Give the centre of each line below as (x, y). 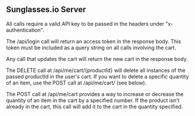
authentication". (25, 30)
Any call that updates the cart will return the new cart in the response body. (97, 59)
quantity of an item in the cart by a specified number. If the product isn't (93, 100)
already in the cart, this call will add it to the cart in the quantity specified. (95, 106)
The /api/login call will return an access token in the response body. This (94, 41)
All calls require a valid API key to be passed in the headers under (85, 23)
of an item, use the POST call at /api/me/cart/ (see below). (76, 83)
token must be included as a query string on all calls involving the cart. (91, 47)
